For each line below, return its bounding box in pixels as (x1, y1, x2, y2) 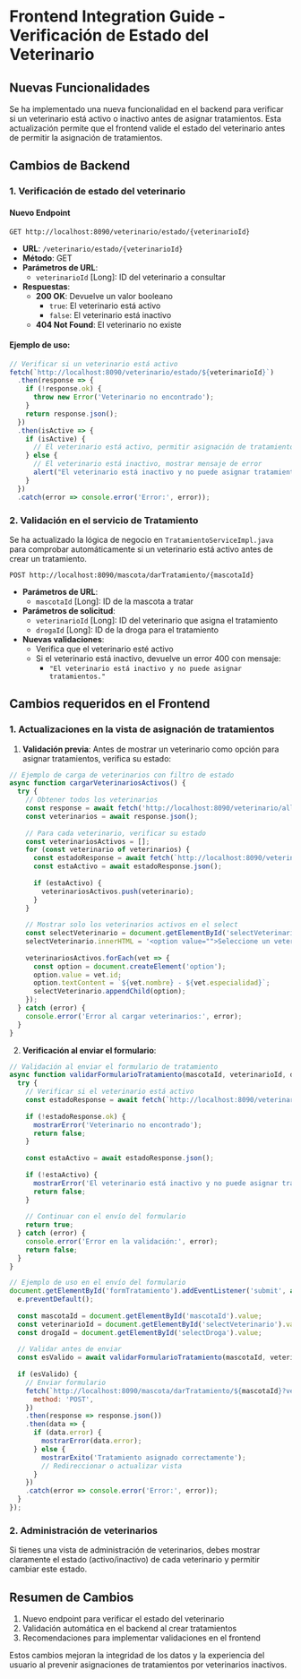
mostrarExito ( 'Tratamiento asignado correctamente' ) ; (41, 1453, 246, 1462)
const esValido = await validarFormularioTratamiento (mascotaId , (17, 1353, 267, 1363)
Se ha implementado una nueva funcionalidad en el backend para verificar (9, 104, 284, 114)
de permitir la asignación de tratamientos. (9, 133, 163, 142)
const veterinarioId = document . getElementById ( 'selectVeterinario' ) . (17, 1320, 287, 1329)
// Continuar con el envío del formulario (25, 1212, 186, 1221)
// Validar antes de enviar (17, 1345, 123, 1354)
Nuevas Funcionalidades (9, 80, 150, 95)
